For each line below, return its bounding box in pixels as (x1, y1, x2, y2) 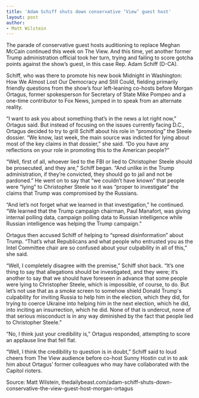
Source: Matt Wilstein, (6, 378, 61, 386)
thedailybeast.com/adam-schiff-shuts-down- (61, 378, 172, 386)
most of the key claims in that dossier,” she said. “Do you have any (6, 140, 169, 147)
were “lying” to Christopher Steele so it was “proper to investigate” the (6, 184, 179, 191)
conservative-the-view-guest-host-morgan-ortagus (6, 385, 134, 392)
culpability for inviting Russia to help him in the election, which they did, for (6, 293, 190, 301)
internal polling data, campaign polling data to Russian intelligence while (6, 214, 183, 221)
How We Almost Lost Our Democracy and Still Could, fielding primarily (6, 78, 178, 86)
